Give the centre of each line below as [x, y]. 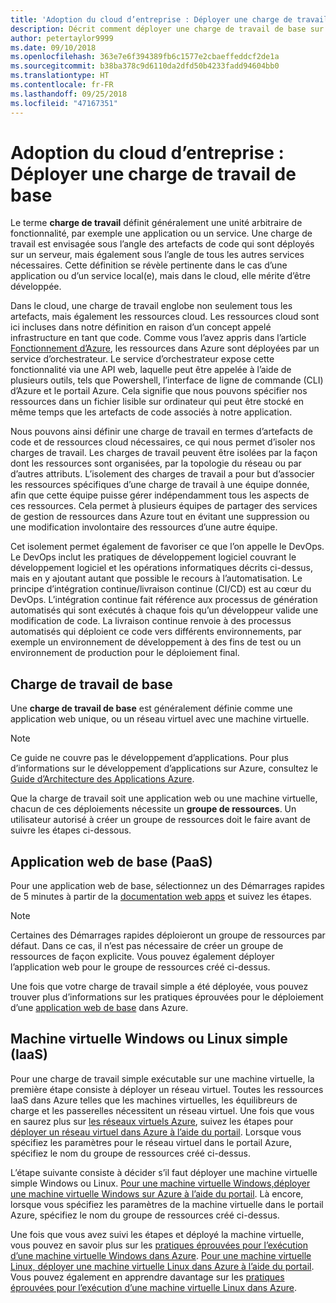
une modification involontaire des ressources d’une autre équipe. [144, 527]
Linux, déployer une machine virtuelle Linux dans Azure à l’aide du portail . [162, 1266]
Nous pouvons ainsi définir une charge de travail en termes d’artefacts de [161, 432]
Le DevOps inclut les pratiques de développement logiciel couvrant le [153, 557]
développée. [36, 287]
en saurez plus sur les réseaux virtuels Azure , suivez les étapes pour [152, 1121]
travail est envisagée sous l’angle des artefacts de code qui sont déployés [162, 244]
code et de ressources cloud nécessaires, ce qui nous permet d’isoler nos [163, 442]
